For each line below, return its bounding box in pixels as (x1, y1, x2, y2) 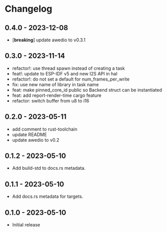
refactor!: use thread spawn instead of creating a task (12, 65, 125, 71)
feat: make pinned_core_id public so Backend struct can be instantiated (12, 87, 162, 93)
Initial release (12, 222, 40, 228)
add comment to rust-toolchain (12, 126, 77, 132)
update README (12, 131, 47, 138)
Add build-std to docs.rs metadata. (12, 165, 86, 171)
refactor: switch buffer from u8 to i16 (12, 97, 90, 104)
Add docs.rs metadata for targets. (12, 193, 83, 199)
